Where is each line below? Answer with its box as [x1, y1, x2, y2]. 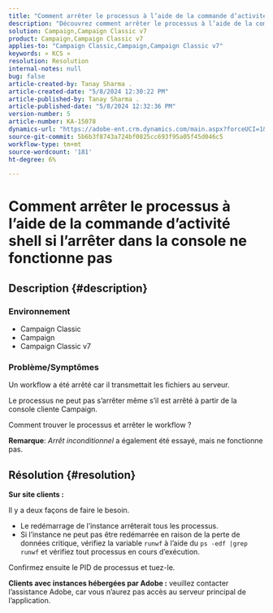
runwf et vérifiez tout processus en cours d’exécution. [19, 547, 201, 557]
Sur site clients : [8, 490, 64, 499]
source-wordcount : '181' [8, 148, 93, 156]
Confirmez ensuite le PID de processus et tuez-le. [8, 563, 175, 572]
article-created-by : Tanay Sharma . [8, 80, 132, 88]
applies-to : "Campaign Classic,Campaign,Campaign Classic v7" [8, 42, 223, 50]
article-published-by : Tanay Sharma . [8, 95, 140, 103]
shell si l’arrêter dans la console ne [8, 232, 248, 250]
